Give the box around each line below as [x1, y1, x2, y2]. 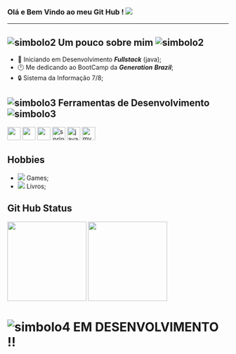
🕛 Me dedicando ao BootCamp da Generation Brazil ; [17, 63, 173, 72]
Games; [26, 173, 49, 182]
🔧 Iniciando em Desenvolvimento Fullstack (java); [17, 55, 162, 63]
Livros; [26, 182, 46, 190]
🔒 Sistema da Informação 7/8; [17, 74, 104, 83]
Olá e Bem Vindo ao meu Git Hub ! [7, 7, 124, 17]
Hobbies [7, 154, 46, 166]
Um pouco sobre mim [58, 36, 153, 49]
